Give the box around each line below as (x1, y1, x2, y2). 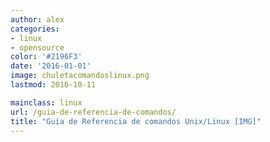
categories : (10, 24, 60, 34)
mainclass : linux (10, 97, 83, 108)
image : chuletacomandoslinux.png (10, 71, 150, 81)
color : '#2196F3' (10, 52, 83, 62)
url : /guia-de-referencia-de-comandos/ (10, 107, 177, 117)
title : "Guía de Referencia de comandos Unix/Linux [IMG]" (10, 116, 262, 126)
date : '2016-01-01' (10, 61, 92, 71)
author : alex (10, 14, 65, 25)
